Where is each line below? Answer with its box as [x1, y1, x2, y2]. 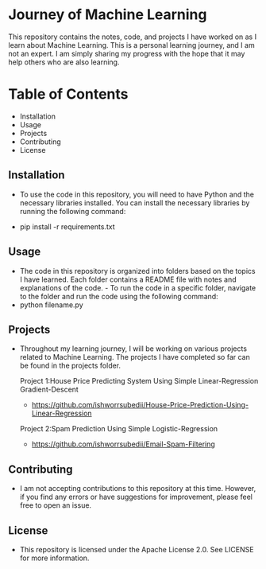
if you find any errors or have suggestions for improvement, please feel [19, 492, 253, 502]
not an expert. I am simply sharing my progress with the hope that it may [8, 49, 245, 58]
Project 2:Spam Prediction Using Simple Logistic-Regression [19, 424, 218, 434]
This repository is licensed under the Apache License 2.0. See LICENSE [19, 544, 254, 554]
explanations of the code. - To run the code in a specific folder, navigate [19, 283, 256, 292]
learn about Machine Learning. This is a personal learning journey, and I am [8, 40, 256, 49]
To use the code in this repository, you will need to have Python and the [19, 189, 254, 199]
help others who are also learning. [8, 57, 120, 67]
